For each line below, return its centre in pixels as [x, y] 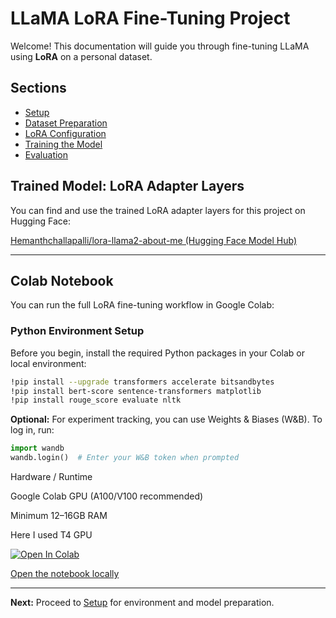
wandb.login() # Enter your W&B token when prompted [125, 458]
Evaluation [46, 154]
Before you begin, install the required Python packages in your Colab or [157, 353]
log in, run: [32, 430]
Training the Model [63, 144]
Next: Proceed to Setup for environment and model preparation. [142, 603]
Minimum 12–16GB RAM [59, 516]
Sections [38, 88]
